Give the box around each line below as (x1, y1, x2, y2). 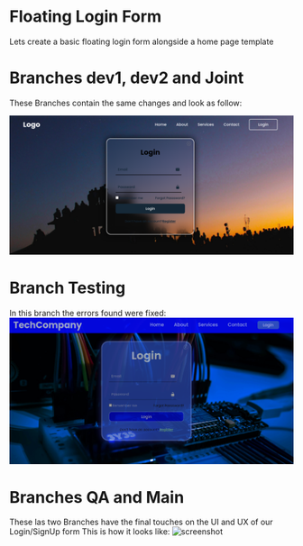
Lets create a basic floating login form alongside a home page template (9, 36, 274, 47)
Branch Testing (9, 278, 126, 298)
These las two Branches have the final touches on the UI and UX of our (9, 516, 273, 528)
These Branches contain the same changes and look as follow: (9, 97, 243, 108)
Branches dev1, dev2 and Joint (9, 68, 244, 88)
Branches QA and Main (9, 487, 185, 507)
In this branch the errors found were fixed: (9, 307, 167, 318)
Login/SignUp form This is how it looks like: (9, 526, 170, 537)
